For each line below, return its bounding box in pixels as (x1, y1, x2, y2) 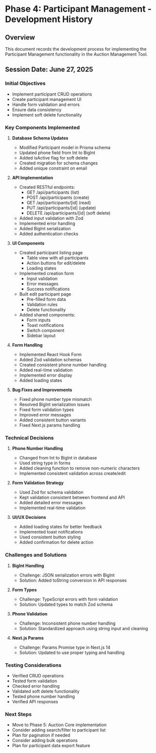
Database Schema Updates (12, 135, 69, 141)
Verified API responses (12, 698, 58, 704)
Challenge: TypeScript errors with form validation (19, 596, 118, 602)
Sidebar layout (26, 333, 56, 338)
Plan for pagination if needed (12, 733, 70, 738)
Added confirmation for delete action (19, 539, 94, 545)
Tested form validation (12, 678, 57, 684)
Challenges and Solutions (5, 552, 67, 558)
